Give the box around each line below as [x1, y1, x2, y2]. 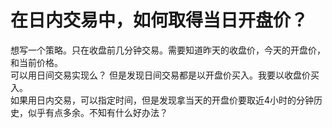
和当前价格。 [10, 56, 63, 68]
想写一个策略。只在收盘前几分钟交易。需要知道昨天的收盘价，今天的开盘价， [10, 44, 326, 56]
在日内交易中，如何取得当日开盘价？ [10, 9, 309, 32]
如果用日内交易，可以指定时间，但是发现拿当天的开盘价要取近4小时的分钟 [10, 94, 315, 106]
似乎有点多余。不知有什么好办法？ [27, 106, 168, 118]
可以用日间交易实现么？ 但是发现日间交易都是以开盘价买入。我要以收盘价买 [10, 69, 320, 81]
